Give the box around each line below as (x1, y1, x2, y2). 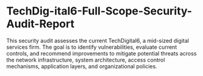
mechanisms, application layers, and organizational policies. (6, 62, 157, 70)
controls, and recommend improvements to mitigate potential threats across (6, 49, 197, 57)
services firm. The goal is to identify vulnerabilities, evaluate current (6, 43, 177, 51)
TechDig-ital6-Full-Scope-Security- (6, 4, 193, 18)
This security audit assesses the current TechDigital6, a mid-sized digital (6, 37, 189, 44)
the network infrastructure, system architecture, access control (6, 56, 165, 63)
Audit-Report (6, 17, 75, 31)
